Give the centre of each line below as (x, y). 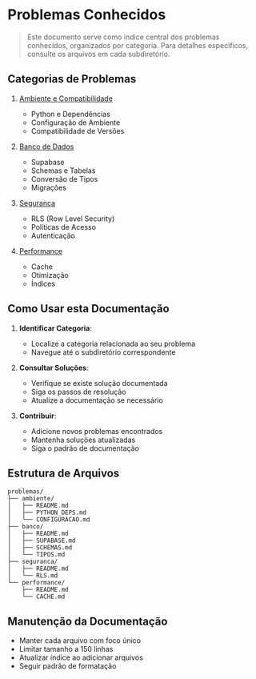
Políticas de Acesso (64, 227)
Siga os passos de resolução (78, 392)
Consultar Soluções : (54, 368)
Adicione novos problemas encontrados (97, 431)
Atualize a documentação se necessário (97, 400)
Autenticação (53, 235)
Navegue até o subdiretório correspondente (103, 352)
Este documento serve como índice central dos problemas (123, 37)
